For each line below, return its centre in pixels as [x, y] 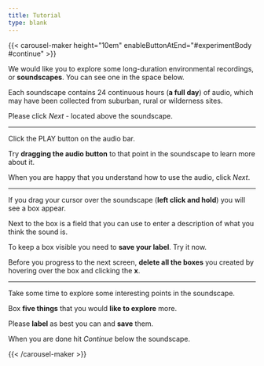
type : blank [27, 23]
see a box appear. [37, 208]
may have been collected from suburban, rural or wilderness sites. [115, 101]
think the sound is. [38, 232]
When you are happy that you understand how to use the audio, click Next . [129, 177]
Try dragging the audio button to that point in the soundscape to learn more [132, 153]
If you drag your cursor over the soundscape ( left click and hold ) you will [127, 199]
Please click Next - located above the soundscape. [90, 115]
